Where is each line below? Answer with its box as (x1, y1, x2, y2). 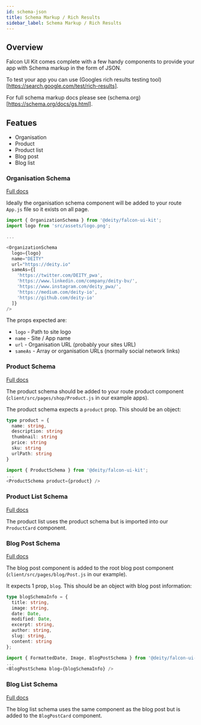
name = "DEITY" (11, 255, 44, 261)
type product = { (6, 417, 50, 423)
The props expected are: (6, 317, 67, 324)
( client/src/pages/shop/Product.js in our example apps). (6, 394, 149, 401)
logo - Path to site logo (14, 328, 72, 336)
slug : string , (11, 633, 47, 639)
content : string (11, 638, 52, 645)
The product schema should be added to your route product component (6, 387, 184, 395)
